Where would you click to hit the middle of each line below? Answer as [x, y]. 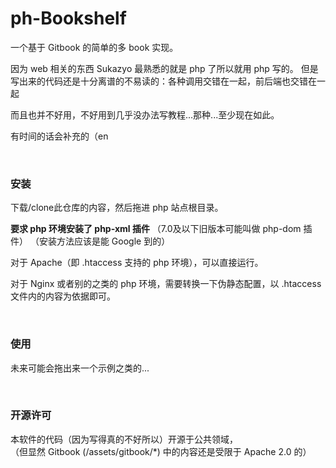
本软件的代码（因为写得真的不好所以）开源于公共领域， [124, 439]
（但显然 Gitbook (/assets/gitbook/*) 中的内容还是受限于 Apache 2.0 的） [161, 451]
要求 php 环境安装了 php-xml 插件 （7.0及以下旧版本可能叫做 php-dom [156, 229]
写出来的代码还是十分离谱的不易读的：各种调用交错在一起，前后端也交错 [159, 81]
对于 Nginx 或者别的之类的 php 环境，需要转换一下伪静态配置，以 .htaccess [166, 284]
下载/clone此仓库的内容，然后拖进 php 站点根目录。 [117, 208]
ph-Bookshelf [68, 18]
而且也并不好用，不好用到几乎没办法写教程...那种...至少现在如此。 [145, 114]
